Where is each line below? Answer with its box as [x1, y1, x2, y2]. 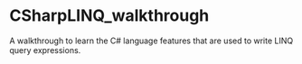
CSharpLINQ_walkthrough [9, 5, 210, 26]
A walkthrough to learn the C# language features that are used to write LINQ [9, 35, 294, 46]
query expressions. [9, 44, 81, 55]
